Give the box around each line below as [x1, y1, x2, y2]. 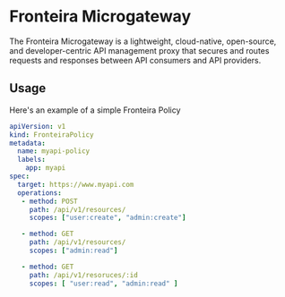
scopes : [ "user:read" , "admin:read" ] [29, 279, 178, 288]
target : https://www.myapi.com [17, 180, 134, 189]
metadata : [9, 139, 47, 148]
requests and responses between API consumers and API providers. [9, 55, 262, 65]
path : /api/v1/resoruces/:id [29, 270, 139, 279]
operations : [17, 188, 63, 198]
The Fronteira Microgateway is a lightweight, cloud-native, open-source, [9, 36, 277, 47]
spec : [9, 172, 30, 181]
